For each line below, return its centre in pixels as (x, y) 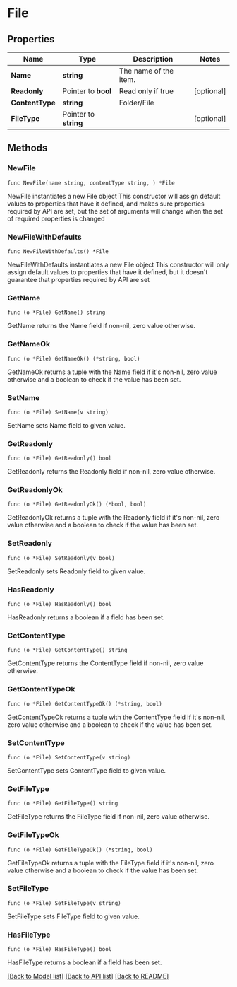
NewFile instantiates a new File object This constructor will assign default (114, 196)
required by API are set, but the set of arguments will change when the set (115, 211)
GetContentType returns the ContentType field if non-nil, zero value (105, 663)
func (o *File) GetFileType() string (63, 804)
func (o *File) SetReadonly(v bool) (61, 558)
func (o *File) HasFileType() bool (60, 950)
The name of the (146, 71)
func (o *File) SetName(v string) (58, 412)
